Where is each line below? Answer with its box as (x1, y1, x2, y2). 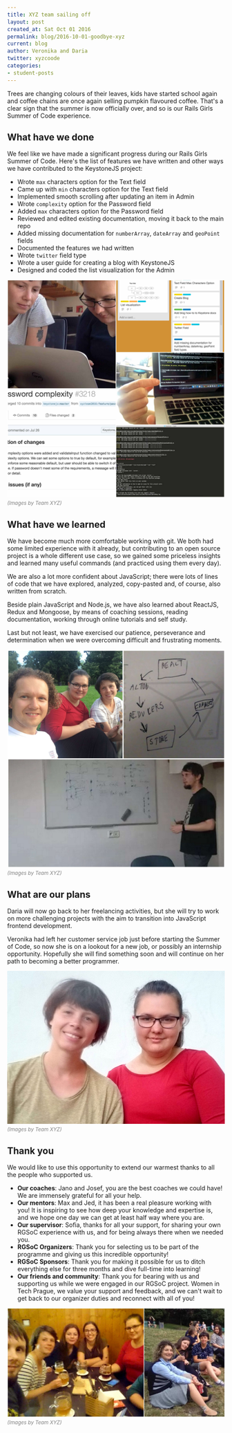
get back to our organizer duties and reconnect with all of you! (17, 1294, 195, 1302)
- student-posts (7, 69, 54, 76)
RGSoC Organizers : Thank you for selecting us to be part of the (17, 1242, 199, 1251)
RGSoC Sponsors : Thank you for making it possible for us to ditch (17, 1257, 206, 1266)
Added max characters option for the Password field (17, 207, 164, 216)
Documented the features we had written (17, 244, 135, 252)
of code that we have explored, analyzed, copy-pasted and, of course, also (7, 580, 221, 588)
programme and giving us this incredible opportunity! (17, 1250, 169, 1258)
